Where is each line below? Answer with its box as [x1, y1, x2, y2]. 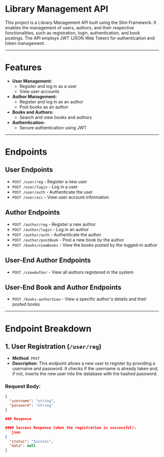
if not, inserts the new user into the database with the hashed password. [12, 371, 158, 377]
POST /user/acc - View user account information [12, 194, 109, 200]
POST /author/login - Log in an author [12, 226, 89, 232]
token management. [5, 40, 45, 46]
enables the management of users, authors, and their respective [5, 24, 134, 30]
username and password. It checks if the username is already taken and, [12, 366, 159, 372]
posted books [12, 301, 40, 307]
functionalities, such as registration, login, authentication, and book [5, 30, 141, 36]
